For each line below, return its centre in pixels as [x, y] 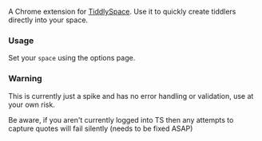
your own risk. [32, 104]
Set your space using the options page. [72, 58]
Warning [25, 79]
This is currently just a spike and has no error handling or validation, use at [131, 96]
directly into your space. [48, 20]
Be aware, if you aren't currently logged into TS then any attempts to [121, 119]
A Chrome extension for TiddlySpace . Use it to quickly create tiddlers [122, 12]
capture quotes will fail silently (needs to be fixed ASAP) [101, 128]
